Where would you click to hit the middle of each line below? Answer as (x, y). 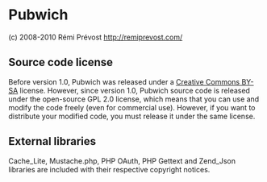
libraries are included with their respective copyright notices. (109, 169)
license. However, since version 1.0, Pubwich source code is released (135, 90)
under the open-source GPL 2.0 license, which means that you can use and (134, 99)
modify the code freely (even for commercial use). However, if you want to (132, 107)
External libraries (52, 141)
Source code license (61, 62)
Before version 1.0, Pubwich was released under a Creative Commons (124, 81)
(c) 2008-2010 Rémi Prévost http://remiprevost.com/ (96, 37)
